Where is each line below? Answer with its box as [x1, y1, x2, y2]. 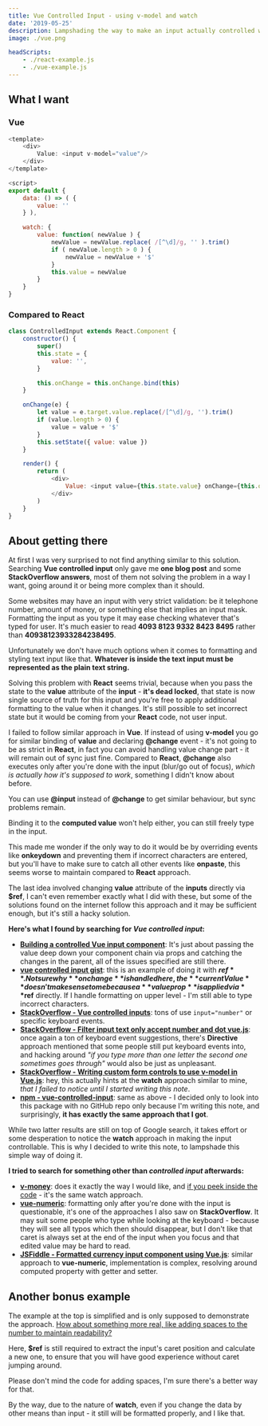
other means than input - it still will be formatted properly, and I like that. [8, 1408, 246, 1418]
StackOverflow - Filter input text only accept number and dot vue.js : [19, 1025, 251, 1034]
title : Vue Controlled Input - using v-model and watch [8, 11, 198, 20]
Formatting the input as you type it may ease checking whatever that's [8, 613, 240, 623]
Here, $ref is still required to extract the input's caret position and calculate [8, 1344, 255, 1353]
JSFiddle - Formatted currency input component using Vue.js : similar [19, 1249, 254, 1260]
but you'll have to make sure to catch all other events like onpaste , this [8, 859, 241, 869]
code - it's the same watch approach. [19, 1190, 144, 1200]
